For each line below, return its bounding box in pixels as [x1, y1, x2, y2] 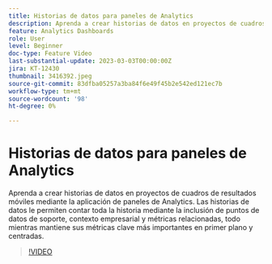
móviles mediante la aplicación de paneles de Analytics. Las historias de [8, 197, 249, 207]
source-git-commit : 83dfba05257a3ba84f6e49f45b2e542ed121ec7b [8, 79, 223, 87]
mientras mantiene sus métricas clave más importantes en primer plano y [8, 223, 253, 232]
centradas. [8, 232, 45, 241]
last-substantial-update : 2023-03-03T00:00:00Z [8, 57, 172, 66]
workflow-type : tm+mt [8, 87, 82, 96]
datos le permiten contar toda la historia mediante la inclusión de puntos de [8, 206, 260, 215]
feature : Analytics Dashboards [8, 27, 114, 35]
